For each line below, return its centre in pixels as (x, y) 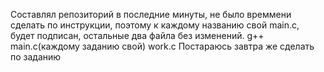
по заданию (36, 57)
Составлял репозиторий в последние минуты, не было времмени (151, 14)
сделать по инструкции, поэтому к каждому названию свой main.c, (155, 25)
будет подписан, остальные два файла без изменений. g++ (137, 35)
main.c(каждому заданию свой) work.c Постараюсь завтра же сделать (162, 46)
